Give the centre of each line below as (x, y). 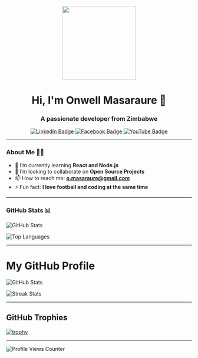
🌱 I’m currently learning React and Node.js (67, 165)
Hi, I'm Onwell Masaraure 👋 (99, 100)
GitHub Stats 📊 (29, 210)
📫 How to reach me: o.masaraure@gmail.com (72, 178)
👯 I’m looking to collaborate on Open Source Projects (80, 171)
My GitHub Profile (51, 266)
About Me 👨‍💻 (25, 153)
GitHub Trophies (37, 318)
